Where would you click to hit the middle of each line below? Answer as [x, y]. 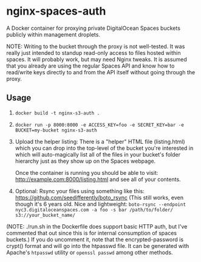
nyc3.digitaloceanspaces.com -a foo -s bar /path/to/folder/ [94, 210]
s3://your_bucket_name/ [45, 215]
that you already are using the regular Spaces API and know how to [90, 66]
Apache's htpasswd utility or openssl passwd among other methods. [90, 252]
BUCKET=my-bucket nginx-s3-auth [56, 130]
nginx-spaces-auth [56, 11]
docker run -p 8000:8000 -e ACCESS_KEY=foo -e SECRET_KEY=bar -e [99, 125]
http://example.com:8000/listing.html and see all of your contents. [98, 179]
